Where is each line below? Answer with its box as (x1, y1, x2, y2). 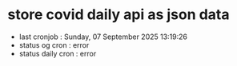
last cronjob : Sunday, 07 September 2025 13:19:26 (18, 32, 188, 41)
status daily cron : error (18, 49, 97, 58)
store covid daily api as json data (7, 6, 230, 24)
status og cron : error (18, 40, 90, 49)
